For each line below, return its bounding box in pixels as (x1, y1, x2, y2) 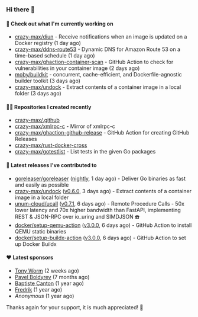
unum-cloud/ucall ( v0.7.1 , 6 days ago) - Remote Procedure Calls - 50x (14, 200, 185, 207)
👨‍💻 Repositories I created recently (6, 103, 92, 110)
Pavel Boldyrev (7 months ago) (14, 273, 90, 280)
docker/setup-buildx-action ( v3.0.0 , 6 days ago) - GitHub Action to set (14, 234, 186, 241)
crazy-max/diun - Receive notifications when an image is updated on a (14, 33, 187, 40)
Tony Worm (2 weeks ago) (14, 267, 80, 274)
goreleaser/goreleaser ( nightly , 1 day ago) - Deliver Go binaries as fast (14, 175, 186, 182)
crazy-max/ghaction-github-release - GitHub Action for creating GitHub (14, 129, 190, 136)
